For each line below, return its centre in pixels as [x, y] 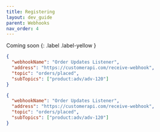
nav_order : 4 [23, 28]
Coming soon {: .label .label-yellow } [51, 46]
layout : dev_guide [29, 17]
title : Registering [31, 12]
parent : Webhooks [28, 23]
